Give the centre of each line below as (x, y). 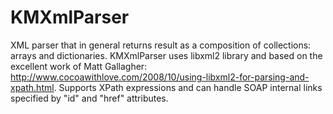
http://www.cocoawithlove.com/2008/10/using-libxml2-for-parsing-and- (160, 77)
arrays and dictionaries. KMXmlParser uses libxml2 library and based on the (166, 55)
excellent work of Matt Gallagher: (79, 66)
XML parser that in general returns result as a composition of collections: (161, 45)
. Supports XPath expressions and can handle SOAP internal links (188, 87)
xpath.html (32, 87)
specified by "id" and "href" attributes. (89, 98)
